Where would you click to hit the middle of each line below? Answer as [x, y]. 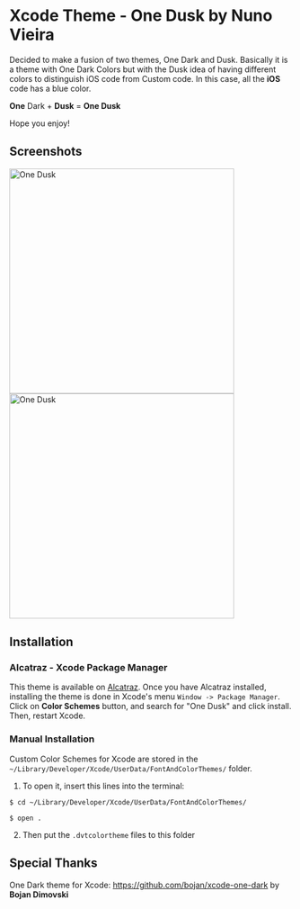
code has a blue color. [50, 88]
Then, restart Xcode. [48, 715]
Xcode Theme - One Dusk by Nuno [141, 16]
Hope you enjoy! [40, 123]
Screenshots [46, 152]
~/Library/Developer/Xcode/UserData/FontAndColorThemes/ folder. [131, 768]
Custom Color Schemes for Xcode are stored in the [104, 759]
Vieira [32, 35]
